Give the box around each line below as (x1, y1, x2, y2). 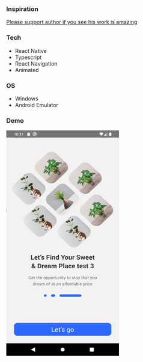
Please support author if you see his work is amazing (6, 19, 138, 26)
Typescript (14, 54, 42, 61)
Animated (14, 66, 39, 73)
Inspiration (6, 5, 39, 13)
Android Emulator (14, 101, 58, 108)
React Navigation (14, 60, 58, 67)
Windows (14, 95, 38, 102)
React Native (14, 47, 47, 54)
